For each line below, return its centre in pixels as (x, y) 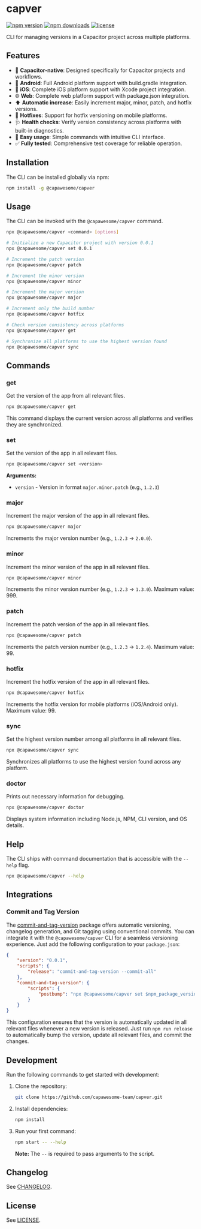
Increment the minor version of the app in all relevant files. (78, 567)
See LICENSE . (23, 1220)
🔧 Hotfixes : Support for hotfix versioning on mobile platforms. (91, 115)
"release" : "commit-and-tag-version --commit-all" (92, 972)
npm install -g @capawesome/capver (51, 188)
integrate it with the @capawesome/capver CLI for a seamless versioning (92, 937)
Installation (28, 163)
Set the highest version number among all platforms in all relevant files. (94, 739)
